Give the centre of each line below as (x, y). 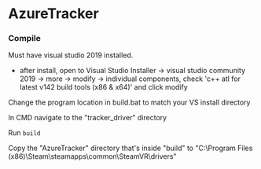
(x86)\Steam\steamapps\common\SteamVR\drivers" (92, 156)
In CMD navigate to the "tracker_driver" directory (88, 118)
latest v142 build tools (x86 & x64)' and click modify (104, 87)
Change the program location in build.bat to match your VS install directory (129, 102)
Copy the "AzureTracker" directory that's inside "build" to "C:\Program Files (130, 148)
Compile (24, 39)
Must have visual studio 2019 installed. (71, 55)
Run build (24, 133)
